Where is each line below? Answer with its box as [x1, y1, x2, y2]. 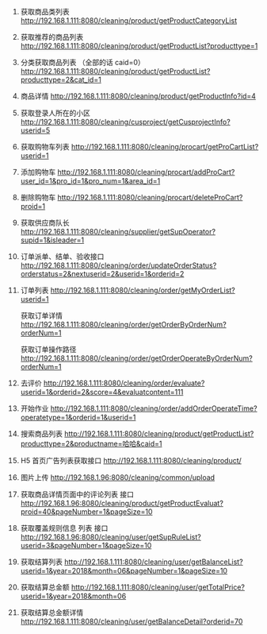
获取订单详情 [20, 311, 63, 320]
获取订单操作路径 [20, 345, 77, 354]
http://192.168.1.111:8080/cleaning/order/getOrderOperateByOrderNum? [20, 354, 253, 363]
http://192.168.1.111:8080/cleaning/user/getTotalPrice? [71, 582, 245, 592]
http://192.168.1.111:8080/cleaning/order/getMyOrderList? [50, 285, 236, 295]
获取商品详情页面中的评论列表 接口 [20, 489, 134, 499]
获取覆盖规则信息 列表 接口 [20, 524, 109, 532]
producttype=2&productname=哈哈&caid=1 [20, 439, 162, 448]
